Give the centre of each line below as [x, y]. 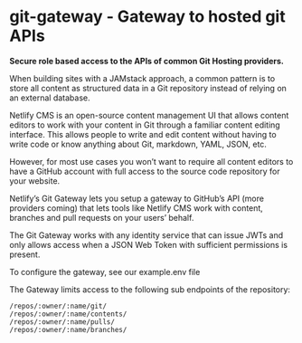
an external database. [50, 98]
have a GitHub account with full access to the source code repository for [145, 171]
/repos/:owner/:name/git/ [58, 306]
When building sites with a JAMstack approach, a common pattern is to [142, 78]
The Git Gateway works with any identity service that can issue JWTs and [146, 235]
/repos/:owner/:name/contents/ [68, 314]
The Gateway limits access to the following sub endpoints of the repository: [150, 289]
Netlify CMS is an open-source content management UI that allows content [149, 115]
